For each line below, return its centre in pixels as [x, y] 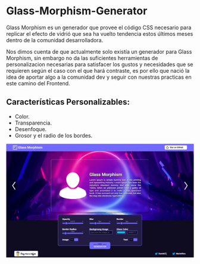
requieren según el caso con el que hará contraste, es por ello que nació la [98, 70]
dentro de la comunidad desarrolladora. [55, 40]
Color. [22, 116]
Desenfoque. [31, 129]
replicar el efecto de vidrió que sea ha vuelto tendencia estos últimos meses [100, 33]
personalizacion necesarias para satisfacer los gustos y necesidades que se [100, 64]
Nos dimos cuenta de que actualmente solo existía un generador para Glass [99, 51]
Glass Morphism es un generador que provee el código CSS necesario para [99, 27]
